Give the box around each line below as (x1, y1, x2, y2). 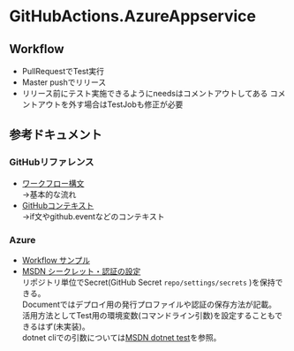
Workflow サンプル (21, 255, 91, 265)
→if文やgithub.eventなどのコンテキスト (21, 210, 165, 222)
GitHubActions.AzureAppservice (9, 6, 256, 27)
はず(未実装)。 (37, 321, 90, 332)
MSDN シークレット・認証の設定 (21, 265, 141, 276)
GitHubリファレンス (9, 156, 94, 169)
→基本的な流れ (21, 188, 77, 200)
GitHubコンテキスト (21, 200, 94, 210)
